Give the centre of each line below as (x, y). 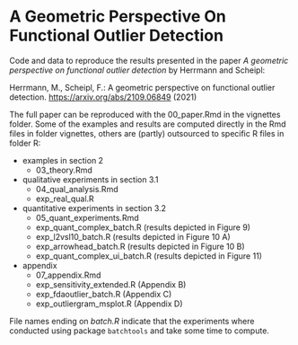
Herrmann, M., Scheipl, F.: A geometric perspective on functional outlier (142, 87)
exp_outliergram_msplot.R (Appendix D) (109, 304)
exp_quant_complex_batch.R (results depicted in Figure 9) (143, 227)
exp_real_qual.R (65, 199)
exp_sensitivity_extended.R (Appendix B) (111, 284)
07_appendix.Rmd (68, 275)
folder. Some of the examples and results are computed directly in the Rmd (148, 124)
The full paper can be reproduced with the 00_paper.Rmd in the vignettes (145, 114)
